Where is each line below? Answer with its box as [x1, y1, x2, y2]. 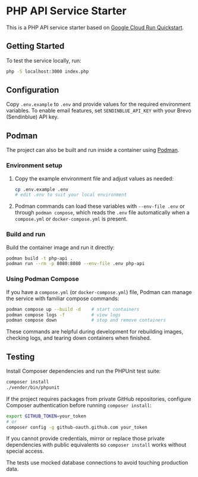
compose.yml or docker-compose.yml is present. [14, 216, 128, 223]
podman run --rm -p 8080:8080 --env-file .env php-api [6, 261, 145, 267]
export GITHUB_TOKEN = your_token [6, 413, 86, 419]
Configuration [6, 85, 59, 95]
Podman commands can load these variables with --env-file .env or [14, 202, 186, 210]
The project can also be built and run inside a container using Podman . [6, 146, 180, 154]
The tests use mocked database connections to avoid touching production [6, 459, 188, 466]
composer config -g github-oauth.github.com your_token [6, 424, 147, 430]
